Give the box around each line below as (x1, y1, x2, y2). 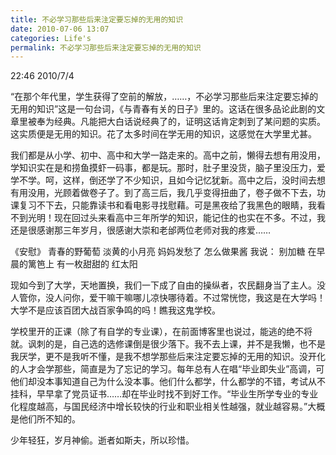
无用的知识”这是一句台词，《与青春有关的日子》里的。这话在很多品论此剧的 (10, 103, 317, 115)
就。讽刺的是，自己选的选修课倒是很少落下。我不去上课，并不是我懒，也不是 (10, 338, 326, 350)
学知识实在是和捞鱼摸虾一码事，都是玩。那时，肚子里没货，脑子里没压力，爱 (10, 162, 326, 174)
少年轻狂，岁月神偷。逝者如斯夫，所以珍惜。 (10, 434, 195, 446)
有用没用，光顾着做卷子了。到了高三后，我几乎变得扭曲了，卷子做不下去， (10, 187, 317, 199)
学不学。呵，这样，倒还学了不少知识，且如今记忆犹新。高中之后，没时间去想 (10, 174, 326, 186)
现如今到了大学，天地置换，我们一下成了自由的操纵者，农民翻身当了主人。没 (10, 279, 326, 291)
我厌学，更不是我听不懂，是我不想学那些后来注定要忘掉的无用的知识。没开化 (10, 351, 326, 363)
